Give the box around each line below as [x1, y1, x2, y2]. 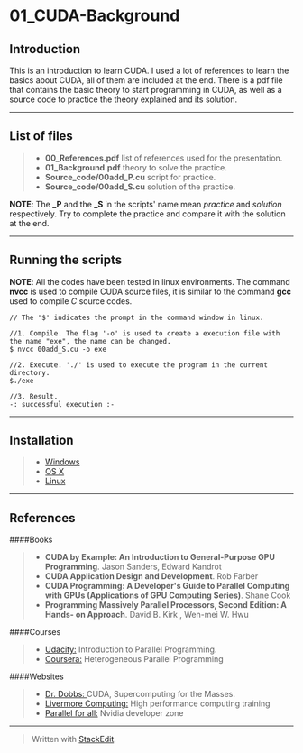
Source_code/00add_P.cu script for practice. [44, 171, 216, 182]
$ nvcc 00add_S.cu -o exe [9, 344, 106, 354]
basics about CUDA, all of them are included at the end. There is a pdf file [9, 75, 283, 86]
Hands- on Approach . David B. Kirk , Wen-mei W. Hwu [44, 610, 250, 620]
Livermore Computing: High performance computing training [44, 698, 271, 709]
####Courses [9, 627, 61, 638]
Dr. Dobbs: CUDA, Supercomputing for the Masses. [44, 689, 236, 700]
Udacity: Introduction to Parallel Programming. [44, 644, 217, 655]
